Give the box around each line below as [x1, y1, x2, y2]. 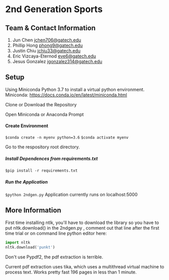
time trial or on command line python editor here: [5, 230, 107, 236]
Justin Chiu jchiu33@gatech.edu [12, 48, 81, 53]
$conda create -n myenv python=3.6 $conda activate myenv [5, 135, 129, 140]
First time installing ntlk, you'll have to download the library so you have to [5, 219, 159, 226]
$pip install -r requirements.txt [5, 168, 78, 173]
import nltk [5, 240, 30, 245]
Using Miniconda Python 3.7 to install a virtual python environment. [5, 86, 145, 92]
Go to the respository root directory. [5, 144, 80, 150]
